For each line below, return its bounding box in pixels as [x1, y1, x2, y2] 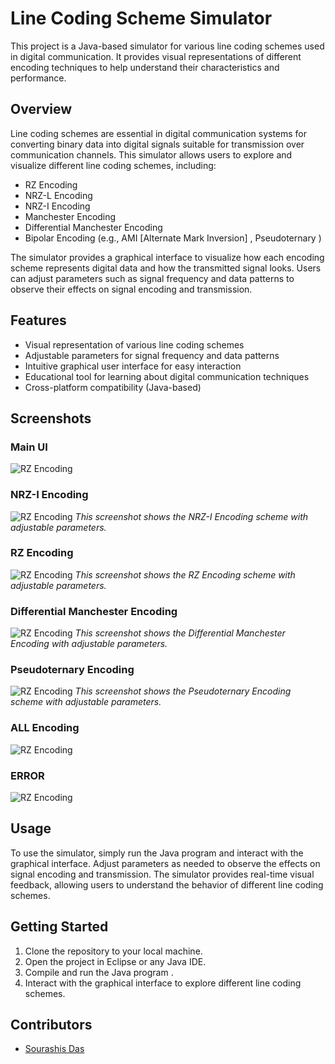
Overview [10, 101, 73, 118]
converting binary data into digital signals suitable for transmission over [10, 138, 305, 150]
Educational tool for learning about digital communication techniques [24, 370, 310, 382]
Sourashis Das [24, 1043, 85, 1055]
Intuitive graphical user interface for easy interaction [24, 360, 242, 372]
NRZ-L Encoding [24, 189, 93, 201]
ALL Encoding [10, 721, 80, 735]
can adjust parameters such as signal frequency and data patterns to [10, 272, 295, 284]
